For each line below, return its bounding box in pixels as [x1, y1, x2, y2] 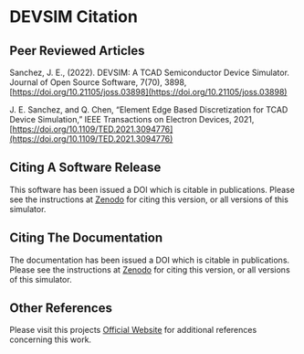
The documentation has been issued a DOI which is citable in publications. [9, 254, 290, 265]
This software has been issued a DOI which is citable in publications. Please [9, 184, 295, 195]
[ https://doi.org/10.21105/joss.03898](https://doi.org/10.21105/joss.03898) [9, 87, 288, 97]
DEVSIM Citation [9, 6, 139, 27]
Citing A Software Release [9, 160, 162, 176]
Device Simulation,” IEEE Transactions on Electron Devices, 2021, [9, 114, 255, 124]
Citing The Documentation [9, 231, 163, 246]
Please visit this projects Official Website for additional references [9, 325, 257, 336]
